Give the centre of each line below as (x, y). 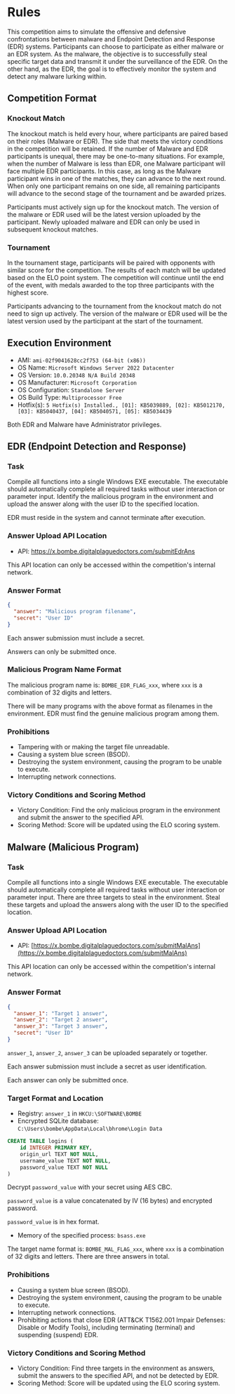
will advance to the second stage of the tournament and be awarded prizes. (117, 193)
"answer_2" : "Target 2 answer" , (61, 1020)
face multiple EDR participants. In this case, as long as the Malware (105, 171)
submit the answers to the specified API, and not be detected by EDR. (118, 1376)
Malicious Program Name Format (64, 669)
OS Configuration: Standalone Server (71, 389)
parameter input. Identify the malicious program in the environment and (110, 497)
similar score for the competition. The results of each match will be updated (117, 270)
